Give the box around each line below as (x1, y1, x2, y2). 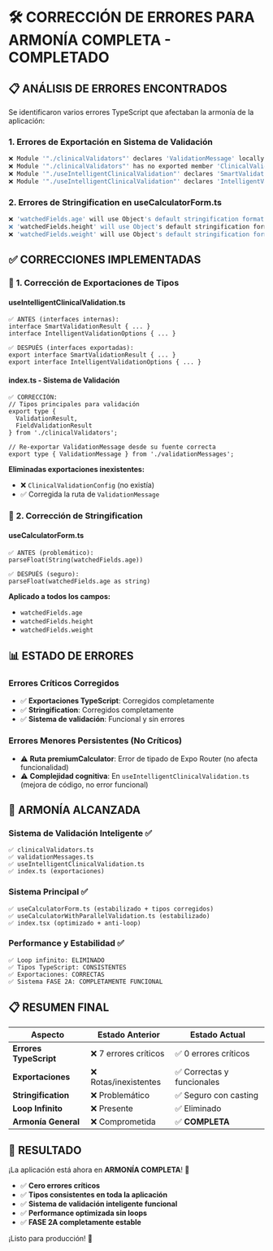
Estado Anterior (97, 1029, 161, 1040)
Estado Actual (189, 1029, 246, 1040)
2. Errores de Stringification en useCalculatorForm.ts (8, 196, 222, 208)
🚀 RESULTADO (8, 1144, 82, 1157)
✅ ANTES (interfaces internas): (8, 316, 119, 324)
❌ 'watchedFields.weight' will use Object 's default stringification (8, 230, 250, 238)
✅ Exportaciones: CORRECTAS (8, 970, 106, 978)
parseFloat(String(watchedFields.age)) (8, 556, 144, 564)
